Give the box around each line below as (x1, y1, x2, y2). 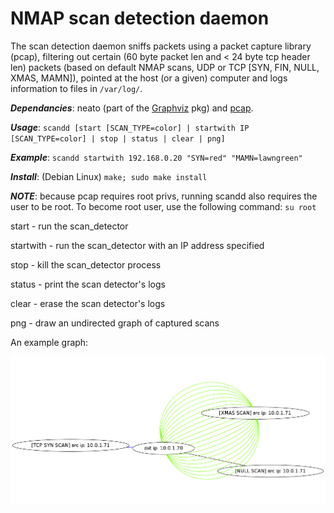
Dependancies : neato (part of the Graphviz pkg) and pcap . (10, 102, 254, 114)
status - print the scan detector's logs (10, 278, 166, 290)
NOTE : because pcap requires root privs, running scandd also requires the (10, 190, 318, 202)
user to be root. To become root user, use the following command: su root (10, 200, 317, 212)
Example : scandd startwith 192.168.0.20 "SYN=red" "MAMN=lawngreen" (10, 151, 303, 163)
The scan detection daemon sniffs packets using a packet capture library (10, 40, 312, 52)
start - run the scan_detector (10, 220, 129, 232)
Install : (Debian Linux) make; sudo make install (10, 170, 208, 182)
